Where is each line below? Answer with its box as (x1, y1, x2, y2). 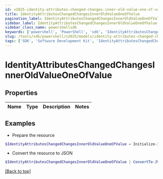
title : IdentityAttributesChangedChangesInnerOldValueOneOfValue (5, 12, 140, 16)
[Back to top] (5, 168, 31, 174)
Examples (5, 119, 35, 128)
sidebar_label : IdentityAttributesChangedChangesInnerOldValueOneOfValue (5, 20, 158, 26)
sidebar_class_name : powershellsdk (5, 25, 77, 30)
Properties (5, 89, 38, 97)
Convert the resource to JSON (12, 150, 73, 156)
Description (43, 103, 70, 110)
